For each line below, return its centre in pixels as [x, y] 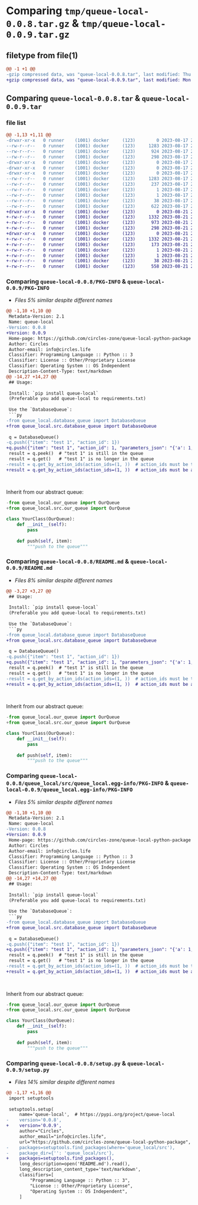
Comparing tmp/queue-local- [77, 11]
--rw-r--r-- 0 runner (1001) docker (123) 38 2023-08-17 [97, 201]
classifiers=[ [37, 1175]
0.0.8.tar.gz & [43, 23]
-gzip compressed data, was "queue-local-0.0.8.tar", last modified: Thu [99, 74]
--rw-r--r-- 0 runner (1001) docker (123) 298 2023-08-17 [97, 157]
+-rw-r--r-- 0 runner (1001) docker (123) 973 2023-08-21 [97, 223]
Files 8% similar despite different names [64, 580]
